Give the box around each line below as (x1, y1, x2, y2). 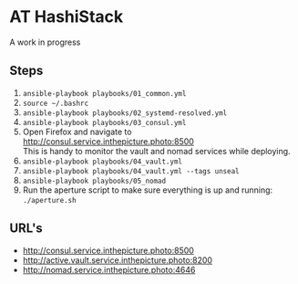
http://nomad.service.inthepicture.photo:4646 (22, 264, 196, 275)
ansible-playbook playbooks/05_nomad (22, 176, 167, 185)
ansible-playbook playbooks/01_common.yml (22, 89, 187, 98)
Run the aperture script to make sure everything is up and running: (22, 184, 273, 195)
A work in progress (9, 37, 81, 47)
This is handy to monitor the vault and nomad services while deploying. (22, 145, 291, 156)
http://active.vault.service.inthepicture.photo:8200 (22, 254, 212, 266)
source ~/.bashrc (22, 99, 89, 108)
